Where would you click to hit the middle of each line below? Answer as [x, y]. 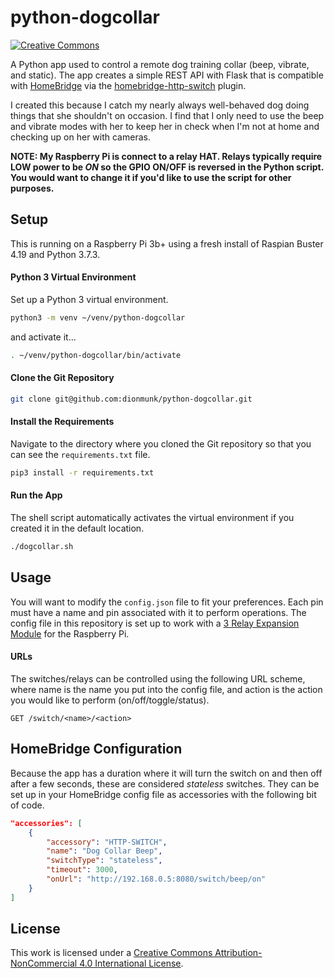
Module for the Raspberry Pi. [70, 633]
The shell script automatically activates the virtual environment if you [152, 518]
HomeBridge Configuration [96, 749]
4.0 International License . [131, 963]
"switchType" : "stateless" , [104, 861]
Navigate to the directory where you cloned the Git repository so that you [161, 443]
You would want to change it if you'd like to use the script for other [151, 177]
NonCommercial [44, 963]
